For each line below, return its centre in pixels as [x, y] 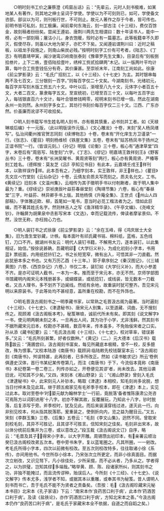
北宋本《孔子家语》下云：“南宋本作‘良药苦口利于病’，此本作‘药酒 [87, 491]
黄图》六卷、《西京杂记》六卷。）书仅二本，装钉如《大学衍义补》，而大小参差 [81, 267]
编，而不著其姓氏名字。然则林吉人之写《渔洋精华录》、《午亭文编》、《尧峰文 [80, 207]
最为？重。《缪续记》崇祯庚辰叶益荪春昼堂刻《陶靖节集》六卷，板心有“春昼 [80, 189]
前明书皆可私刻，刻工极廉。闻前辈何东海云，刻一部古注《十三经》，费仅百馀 [81, 25]
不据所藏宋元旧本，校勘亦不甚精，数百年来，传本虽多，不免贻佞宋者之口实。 [82, 326]
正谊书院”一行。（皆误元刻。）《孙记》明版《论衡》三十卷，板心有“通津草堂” [80, 146]
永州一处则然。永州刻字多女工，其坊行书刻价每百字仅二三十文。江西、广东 [80, 105]
